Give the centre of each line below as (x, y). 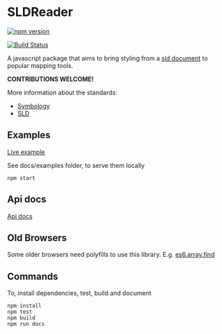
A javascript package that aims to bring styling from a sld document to (108, 58)
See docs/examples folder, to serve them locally (76, 165)
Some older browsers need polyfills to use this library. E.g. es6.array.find (111, 255)
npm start (22, 178)
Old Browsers (37, 238)
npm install (24, 306)
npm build (22, 318)
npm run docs (26, 324)
